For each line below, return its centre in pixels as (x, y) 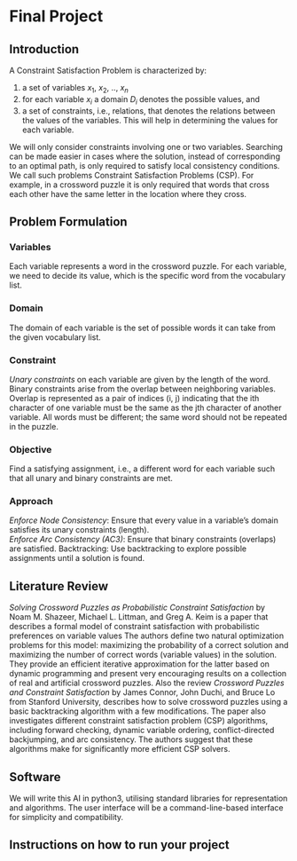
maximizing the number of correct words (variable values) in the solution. (143, 655)
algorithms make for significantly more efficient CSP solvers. (120, 749)
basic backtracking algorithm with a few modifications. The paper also (137, 711)
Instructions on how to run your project (120, 845)
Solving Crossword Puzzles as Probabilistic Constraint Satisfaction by (137, 608)
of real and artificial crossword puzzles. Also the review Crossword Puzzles (147, 683)
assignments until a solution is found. (77, 558)
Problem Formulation (68, 221)
